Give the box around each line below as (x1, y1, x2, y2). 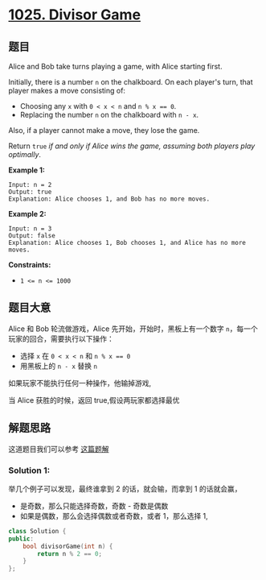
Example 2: (8, 209, 47, 218)
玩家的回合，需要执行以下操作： (8, 333, 114, 343)
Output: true (8, 188, 52, 196)
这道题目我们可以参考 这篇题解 (8, 444, 109, 454)
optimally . (8, 150, 42, 159)
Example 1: (8, 165, 46, 175)
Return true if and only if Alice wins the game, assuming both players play (8, 141, 256, 151)
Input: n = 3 (8, 225, 52, 233)
